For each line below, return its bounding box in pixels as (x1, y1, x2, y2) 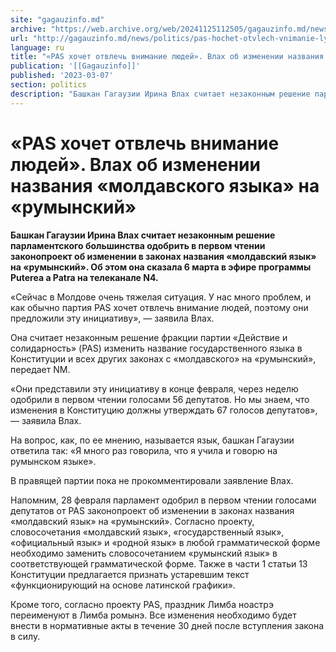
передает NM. (10, 363, 71, 375)
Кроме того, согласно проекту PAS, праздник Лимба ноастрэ (10, 598, 274, 610)
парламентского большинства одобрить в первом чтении (10, 239, 266, 251)
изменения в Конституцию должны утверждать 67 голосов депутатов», (10, 404, 318, 416)
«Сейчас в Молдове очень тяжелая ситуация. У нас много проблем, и (10, 291, 312, 303)
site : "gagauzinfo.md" (10, 14, 105, 25)
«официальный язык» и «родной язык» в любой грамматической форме (10, 536, 321, 548)
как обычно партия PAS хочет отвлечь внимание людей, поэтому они (10, 301, 309, 313)
